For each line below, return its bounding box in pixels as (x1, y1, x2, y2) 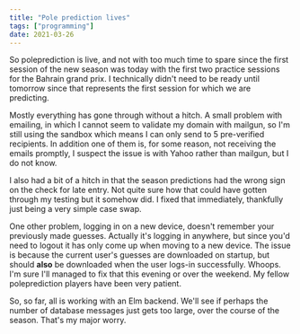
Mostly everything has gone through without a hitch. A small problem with (9, 110, 283, 121)
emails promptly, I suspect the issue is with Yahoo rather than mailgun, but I (9, 148, 289, 159)
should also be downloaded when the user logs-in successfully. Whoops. (9, 259, 281, 270)
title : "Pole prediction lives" (9, 13, 130, 22)
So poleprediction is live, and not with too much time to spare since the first (9, 55, 289, 66)
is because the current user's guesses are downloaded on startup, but (9, 250, 270, 260)
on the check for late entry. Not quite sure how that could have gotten (9, 185, 268, 196)
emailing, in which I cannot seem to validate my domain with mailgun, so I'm (9, 119, 290, 130)
